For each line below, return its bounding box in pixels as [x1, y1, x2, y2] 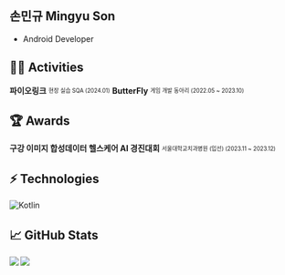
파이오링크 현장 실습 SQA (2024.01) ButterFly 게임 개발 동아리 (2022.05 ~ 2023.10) [9, 85, 245, 96]
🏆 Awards [9, 113, 70, 129]
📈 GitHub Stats [9, 227, 99, 243]
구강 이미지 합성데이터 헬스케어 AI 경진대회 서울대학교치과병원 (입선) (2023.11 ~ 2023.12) [9, 143, 276, 154]
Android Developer [22, 33, 94, 44]
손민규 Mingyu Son [9, 8, 116, 25]
